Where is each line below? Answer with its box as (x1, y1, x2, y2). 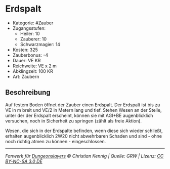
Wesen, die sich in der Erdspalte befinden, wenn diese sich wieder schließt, (5, 128, 163, 134)
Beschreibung (5, 88, 51, 97)
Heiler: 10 (20, 30, 40, 36)
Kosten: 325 (12, 47, 38, 53)
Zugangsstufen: (12, 25, 46, 31)
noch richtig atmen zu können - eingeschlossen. (5, 138, 106, 144)
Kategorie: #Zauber (12, 20, 54, 26)
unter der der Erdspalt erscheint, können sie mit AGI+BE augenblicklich (5, 112, 153, 118)
